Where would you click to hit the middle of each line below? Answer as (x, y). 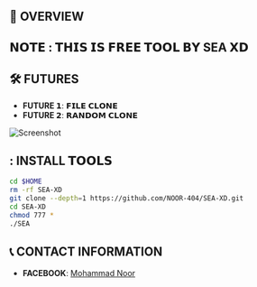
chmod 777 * (32, 215)
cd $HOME (26, 181)
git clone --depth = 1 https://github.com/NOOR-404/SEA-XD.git (127, 199)
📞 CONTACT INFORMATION (86, 252)
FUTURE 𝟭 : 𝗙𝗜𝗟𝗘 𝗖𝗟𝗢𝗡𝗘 (70, 106)
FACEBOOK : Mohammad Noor (79, 273)
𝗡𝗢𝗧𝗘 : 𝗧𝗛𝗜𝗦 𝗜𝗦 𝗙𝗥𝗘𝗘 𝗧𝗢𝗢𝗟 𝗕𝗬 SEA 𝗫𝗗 (129, 47)
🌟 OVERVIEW (47, 17)
